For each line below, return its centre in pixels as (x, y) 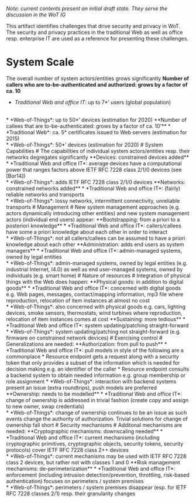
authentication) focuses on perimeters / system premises (75, 481)
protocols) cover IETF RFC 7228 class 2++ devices (67, 450)
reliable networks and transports (45, 194)
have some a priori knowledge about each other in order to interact (87, 232)
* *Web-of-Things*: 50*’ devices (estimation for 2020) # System (85, 145)
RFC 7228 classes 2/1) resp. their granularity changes (71, 493)
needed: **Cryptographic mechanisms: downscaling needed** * (85, 431)
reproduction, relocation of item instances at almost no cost (78, 300)
